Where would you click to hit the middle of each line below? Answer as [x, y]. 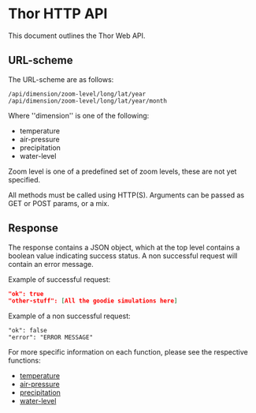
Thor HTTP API [58, 14]
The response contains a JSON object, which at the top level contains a [124, 247]
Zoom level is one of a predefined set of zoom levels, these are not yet [122, 171]
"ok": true [26, 294]
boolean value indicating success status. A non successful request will [123, 255]
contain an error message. [51, 264]
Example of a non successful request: [70, 316]
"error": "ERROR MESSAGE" [50, 338]
